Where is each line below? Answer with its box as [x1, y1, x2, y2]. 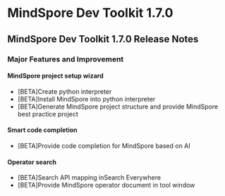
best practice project [17, 109, 79, 118]
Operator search [7, 157, 56, 166]
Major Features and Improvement [7, 54, 124, 64]
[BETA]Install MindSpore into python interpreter [17, 94, 156, 103]
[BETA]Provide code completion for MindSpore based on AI [17, 141, 190, 149]
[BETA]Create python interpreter [17, 87, 112, 96]
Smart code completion [7, 125, 78, 135]
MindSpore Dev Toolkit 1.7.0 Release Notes [7, 33, 199, 45]
